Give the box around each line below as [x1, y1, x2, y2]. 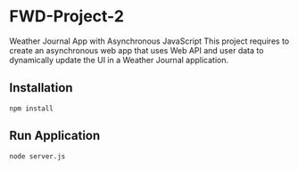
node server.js [9, 151, 66, 161]
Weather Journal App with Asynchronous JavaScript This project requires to [9, 36, 290, 46]
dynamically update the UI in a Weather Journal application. [9, 54, 229, 65]
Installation [9, 80, 73, 95]
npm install [9, 104, 54, 113]
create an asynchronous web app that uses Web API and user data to [9, 45, 264, 55]
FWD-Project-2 [9, 6, 125, 27]
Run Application [9, 128, 101, 143]
